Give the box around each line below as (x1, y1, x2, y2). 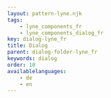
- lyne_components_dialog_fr (19, 29, 104, 37)
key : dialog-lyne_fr (7, 36, 67, 43)
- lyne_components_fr (19, 23, 82, 30)
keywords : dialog (7, 55, 58, 62)
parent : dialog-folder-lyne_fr (7, 49, 98, 56)
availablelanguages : (7, 68, 67, 75)
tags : (7, 17, 23, 23)
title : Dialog (7, 42, 49, 49)
